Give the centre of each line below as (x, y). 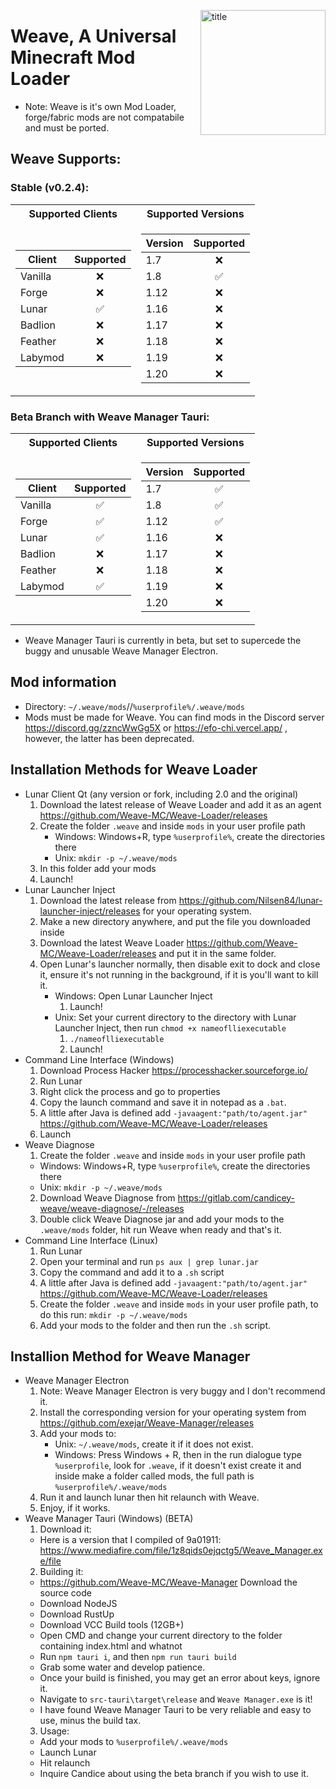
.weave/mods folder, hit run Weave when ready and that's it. (160, 1229)
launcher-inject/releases (90, 911)
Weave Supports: (66, 159)
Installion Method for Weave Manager (130, 1356)
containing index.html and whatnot (111, 1646)
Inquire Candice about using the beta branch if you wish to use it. (174, 1774)
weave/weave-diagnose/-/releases (112, 1208)
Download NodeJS (78, 1604)
